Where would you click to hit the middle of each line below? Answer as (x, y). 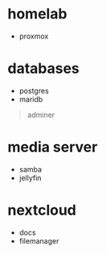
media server (53, 147)
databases (43, 69)
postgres (34, 91)
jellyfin (30, 178)
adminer (41, 115)
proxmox (34, 36)
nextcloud (42, 210)
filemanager (39, 240)
